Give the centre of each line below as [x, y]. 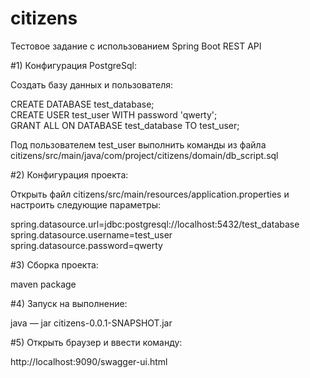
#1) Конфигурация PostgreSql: [73, 65]
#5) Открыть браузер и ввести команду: [96, 342]
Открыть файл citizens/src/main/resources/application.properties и [150, 194]
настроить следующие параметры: [86, 204]
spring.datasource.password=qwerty [86, 245]
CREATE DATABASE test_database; [82, 104]
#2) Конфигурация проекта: [69, 174]
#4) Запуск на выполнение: [69, 303]
